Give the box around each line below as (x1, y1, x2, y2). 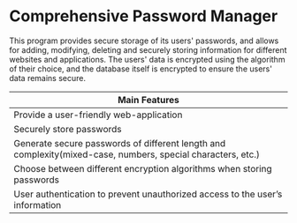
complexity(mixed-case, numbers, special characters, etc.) (13, 148, 261, 160)
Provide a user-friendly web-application (13, 108, 183, 121)
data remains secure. (9, 72, 87, 83)
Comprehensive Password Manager (9, 6, 278, 26)
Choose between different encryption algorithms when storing (13, 162, 272, 175)
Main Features (118, 93, 179, 106)
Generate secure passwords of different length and (13, 137, 226, 149)
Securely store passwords (13, 123, 122, 135)
